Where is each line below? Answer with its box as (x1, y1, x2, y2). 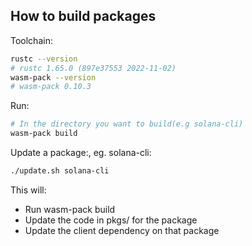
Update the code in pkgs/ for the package (24, 214, 198, 226)
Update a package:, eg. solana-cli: (10, 147, 152, 159)
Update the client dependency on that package (24, 224, 220, 236)
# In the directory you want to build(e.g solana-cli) (10, 119, 244, 129)
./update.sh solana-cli (10, 166, 110, 176)
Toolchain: (10, 34, 53, 46)
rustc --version (10, 54, 78, 64)
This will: (10, 184, 47, 196)
